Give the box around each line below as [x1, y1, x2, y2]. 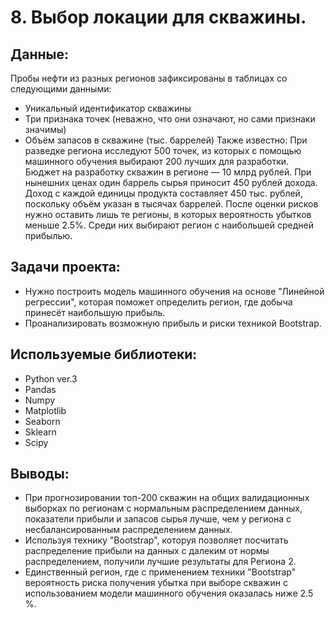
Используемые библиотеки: [10, 346, 198, 363]
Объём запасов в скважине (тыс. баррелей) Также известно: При [24, 134, 308, 146]
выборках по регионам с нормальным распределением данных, [24, 502, 303, 515]
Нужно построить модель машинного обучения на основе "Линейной [24, 285, 325, 297]
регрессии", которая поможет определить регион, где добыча [24, 296, 293, 308]
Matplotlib [24, 404, 67, 416]
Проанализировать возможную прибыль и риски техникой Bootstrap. [24, 317, 322, 329]
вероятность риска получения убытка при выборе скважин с [24, 577, 288, 589]
